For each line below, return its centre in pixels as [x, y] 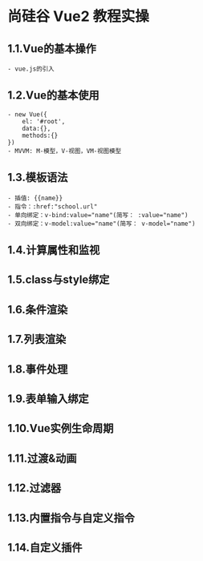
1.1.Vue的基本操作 [52, 48]
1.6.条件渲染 [38, 309]
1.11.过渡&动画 [42, 458]
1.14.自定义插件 [45, 547]
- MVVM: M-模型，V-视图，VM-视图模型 [65, 151]
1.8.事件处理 [38, 369]
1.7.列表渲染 [37, 339]
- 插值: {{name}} [35, 198]
